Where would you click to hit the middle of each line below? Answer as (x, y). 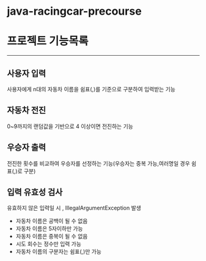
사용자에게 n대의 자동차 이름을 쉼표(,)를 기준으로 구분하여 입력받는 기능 (91, 89)
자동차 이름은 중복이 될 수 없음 (52, 236)
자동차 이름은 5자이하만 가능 (49, 229)
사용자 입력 (27, 73)
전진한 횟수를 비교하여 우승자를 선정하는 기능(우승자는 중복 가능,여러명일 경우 (98, 163)
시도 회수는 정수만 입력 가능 (49, 244)
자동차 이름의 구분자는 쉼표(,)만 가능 (58, 252)
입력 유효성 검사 (35, 192)
